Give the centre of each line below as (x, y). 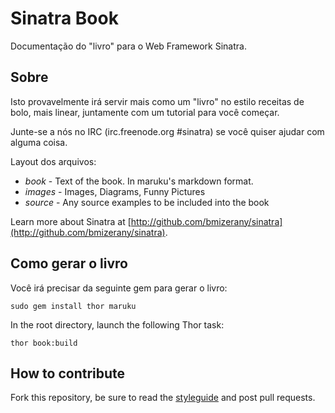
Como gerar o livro (69, 263)
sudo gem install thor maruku (73, 306)
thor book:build (44, 343)
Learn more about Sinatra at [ (71, 221)
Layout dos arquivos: (53, 161)
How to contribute (68, 373)
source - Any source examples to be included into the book (147, 202)
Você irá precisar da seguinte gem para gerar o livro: (119, 288)
